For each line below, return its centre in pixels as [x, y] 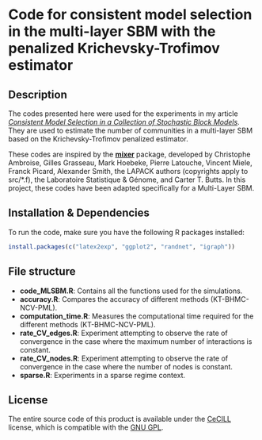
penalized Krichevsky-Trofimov [114, 48]
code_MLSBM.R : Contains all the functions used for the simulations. [131, 291]
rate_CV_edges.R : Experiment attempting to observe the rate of [123, 333]
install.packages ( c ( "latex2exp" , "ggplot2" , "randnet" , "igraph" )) [122, 247]
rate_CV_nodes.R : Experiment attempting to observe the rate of [124, 358]
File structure [42, 272]
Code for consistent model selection [130, 15]
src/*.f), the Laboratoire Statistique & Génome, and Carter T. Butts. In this [127, 179]
